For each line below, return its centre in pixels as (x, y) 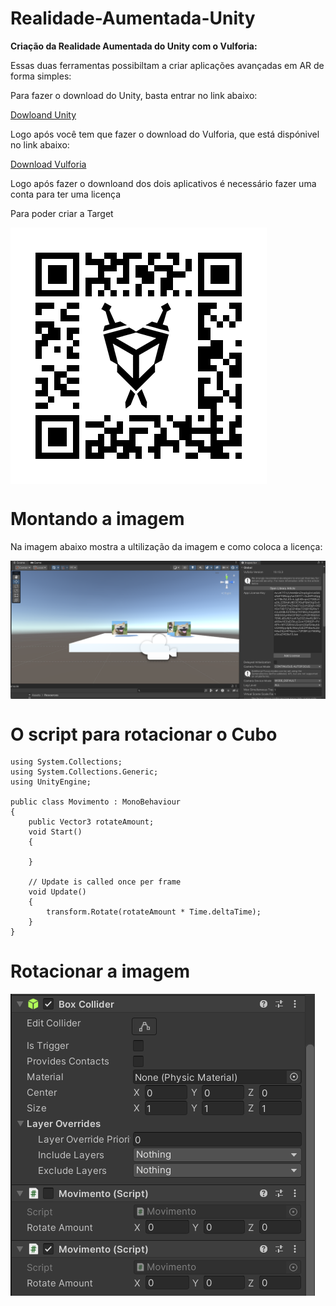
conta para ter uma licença (66, 194)
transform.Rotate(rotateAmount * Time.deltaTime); (154, 912)
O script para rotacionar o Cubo (144, 734)
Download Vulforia (48, 164)
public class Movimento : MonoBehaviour (96, 802)
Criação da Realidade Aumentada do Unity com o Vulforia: (134, 46)
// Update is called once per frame (105, 882)
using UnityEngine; (51, 782)
